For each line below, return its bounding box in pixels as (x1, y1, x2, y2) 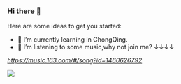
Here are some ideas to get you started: (7, 22, 122, 31)
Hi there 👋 (7, 6, 42, 16)
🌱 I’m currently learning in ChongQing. (17, 35, 128, 44)
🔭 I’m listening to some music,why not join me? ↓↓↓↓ (17, 43, 175, 51)
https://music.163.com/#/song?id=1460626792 (7, 56, 143, 65)
